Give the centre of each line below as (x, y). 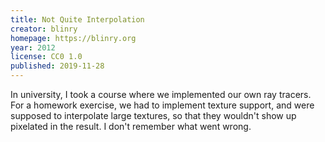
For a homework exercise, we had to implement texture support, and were (162, 105)
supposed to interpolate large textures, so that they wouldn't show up (153, 115)
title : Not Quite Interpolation (77, 19)
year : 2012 (33, 47)
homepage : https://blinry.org (73, 38)
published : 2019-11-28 (57, 66)
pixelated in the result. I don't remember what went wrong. (131, 126)
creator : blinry (44, 29)
